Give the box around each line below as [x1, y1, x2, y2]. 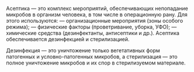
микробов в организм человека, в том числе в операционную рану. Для [6, 11, 188, 18]
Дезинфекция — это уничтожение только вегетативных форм [6, 47, 161, 54]
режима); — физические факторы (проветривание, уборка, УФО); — [6, 23, 177, 30]
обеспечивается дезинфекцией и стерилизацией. [6, 36, 130, 42]
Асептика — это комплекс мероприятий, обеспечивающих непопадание [6, 5, 189, 12]
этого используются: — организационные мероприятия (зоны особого [6, 17, 183, 24]
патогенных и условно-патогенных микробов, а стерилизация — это [6, 53, 178, 60]
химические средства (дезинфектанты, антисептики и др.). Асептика [6, 30, 180, 37]
